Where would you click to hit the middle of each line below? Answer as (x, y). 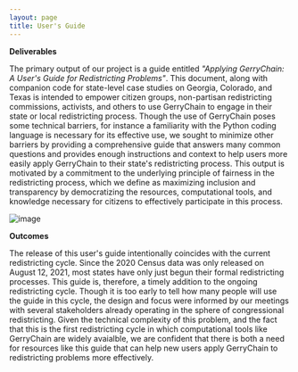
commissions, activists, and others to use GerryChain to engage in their (141, 106)
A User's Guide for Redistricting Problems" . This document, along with (139, 78)
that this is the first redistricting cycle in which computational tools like (138, 329)
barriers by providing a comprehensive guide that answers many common (145, 145)
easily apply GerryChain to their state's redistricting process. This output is (147, 163)
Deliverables (33, 51)
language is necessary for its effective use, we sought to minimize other (141, 135)
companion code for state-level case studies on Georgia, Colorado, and (141, 87)
